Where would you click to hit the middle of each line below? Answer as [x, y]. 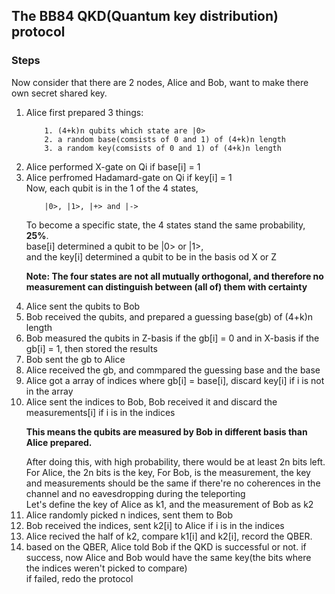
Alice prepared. [59, 442]
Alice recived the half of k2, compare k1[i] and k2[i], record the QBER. [169, 536]
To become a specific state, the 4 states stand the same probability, [165, 225]
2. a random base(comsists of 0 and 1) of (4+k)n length [165, 139]
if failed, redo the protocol [79, 578]
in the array [49, 391]
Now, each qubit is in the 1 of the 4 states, [112, 188]
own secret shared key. [59, 93]
